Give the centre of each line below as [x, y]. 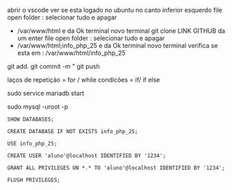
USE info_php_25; [32, 144]
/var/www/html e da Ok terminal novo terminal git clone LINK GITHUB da [121, 31]
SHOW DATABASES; [31, 119]
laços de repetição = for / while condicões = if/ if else [84, 80]
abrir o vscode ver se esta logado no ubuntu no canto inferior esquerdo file [115, 10]
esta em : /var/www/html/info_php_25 [71, 53]
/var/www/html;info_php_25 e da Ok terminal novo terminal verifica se [117, 45]
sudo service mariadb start [46, 93]
